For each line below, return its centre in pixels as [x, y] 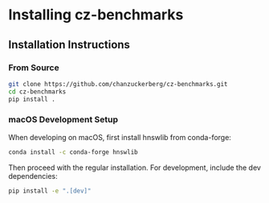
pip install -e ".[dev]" [50, 191]
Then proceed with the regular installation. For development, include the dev [134, 168]
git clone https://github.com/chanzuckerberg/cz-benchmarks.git [118, 84]
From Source [34, 68]
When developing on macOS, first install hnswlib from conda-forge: [120, 137]
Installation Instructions [69, 45]
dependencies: [33, 176]
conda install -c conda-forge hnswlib [73, 152]
